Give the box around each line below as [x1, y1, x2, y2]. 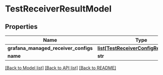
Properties [5, 23, 38, 31]
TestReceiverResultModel [5, 3, 112, 14]
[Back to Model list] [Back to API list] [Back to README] [5, 65, 116, 71]
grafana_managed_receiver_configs [7, 45, 93, 51]
